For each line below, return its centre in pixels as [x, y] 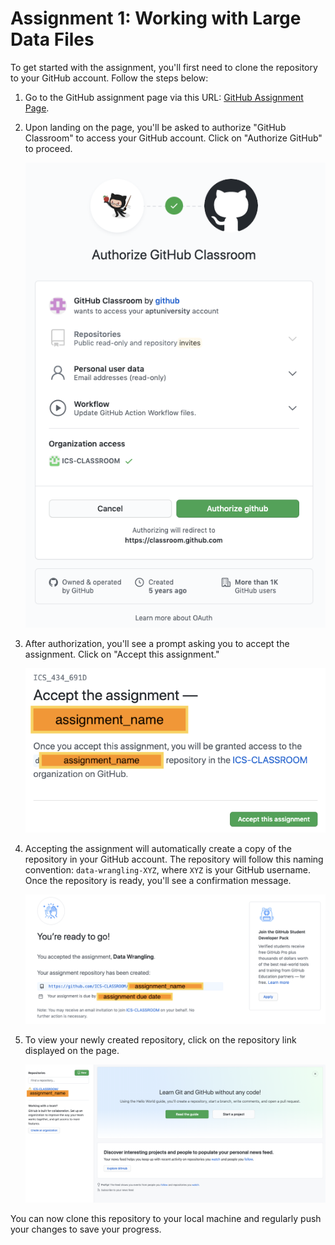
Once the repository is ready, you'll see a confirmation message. [158, 881]
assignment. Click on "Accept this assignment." [122, 654]
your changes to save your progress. [86, 1229]
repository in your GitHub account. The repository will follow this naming [174, 859]
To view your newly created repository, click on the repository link [160, 1039]
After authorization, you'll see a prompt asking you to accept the [157, 643]
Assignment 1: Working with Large [156, 18]
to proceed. [48, 148]
